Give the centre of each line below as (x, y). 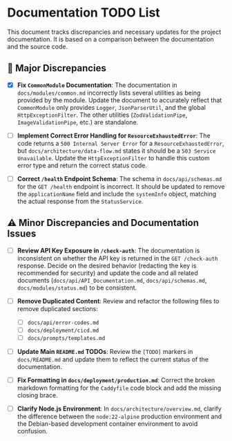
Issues (22, 234)
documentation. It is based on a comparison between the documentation (110, 39)
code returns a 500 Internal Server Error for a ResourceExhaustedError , (120, 143)
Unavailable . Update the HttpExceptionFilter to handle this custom (114, 158)
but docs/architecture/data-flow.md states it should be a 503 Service (116, 151)
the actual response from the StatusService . (80, 201)
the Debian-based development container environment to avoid (107, 424)
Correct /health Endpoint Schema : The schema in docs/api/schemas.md (119, 178)
